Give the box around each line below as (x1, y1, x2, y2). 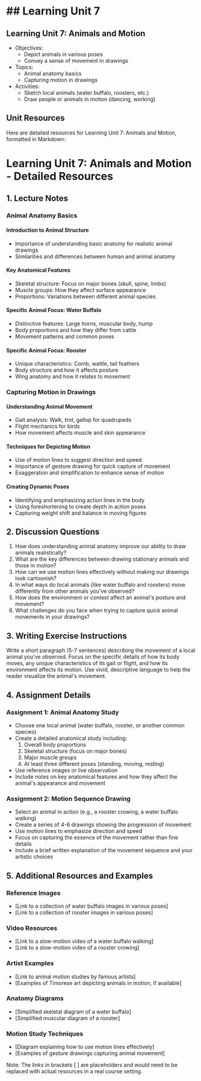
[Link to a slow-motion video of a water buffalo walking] (14, 937, 154, 945)
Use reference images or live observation (14, 767, 118, 774)
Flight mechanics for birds (14, 423, 80, 430)
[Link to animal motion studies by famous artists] (14, 973, 136, 980)
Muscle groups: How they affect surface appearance (14, 286, 146, 293)
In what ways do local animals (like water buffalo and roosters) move (14, 581, 185, 588)
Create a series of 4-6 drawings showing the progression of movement (14, 821, 191, 828)
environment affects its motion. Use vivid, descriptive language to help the (6, 666, 191, 674)
